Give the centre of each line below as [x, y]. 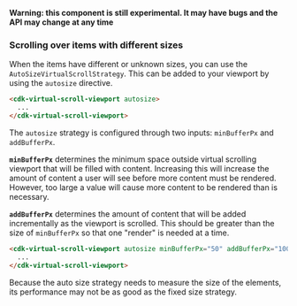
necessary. [30, 196]
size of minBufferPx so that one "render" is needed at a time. [119, 233]
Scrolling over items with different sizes [96, 45]
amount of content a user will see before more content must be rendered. [143, 178]
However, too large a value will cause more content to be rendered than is [144, 187]
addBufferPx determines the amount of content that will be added [128, 214]
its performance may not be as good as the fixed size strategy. [123, 292]
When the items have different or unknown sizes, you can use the [129, 65]
